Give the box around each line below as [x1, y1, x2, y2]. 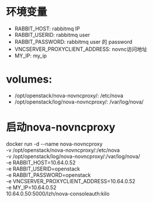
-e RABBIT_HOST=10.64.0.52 [6, 159, 76, 166]
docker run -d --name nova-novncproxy [6, 140, 103, 147]
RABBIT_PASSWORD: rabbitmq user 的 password [14, 38, 133, 45]
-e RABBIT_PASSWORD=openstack [6, 171, 91, 179]
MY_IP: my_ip [14, 52, 47, 59]
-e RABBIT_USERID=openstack [6, 165, 81, 172]
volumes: [6, 73, 53, 86]
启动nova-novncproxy [6, 121, 116, 134]
